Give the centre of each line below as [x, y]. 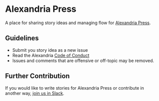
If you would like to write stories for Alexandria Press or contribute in [75, 88]
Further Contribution [37, 76]
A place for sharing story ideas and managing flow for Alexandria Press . [78, 23]
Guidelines [22, 38]
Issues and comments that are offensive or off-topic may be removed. [83, 61]
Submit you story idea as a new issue [50, 50]
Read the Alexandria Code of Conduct [51, 55]
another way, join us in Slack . [35, 93]
